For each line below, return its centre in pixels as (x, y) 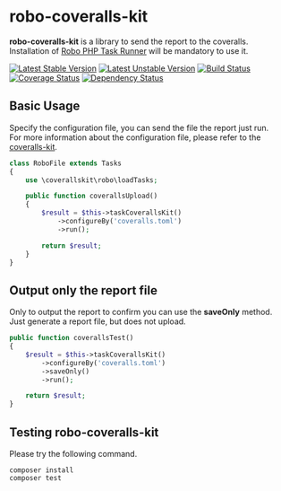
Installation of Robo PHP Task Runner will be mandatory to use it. (129, 50)
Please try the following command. (73, 454)
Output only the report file (84, 290)
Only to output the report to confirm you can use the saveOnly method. (141, 312)
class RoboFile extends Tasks (66, 163)
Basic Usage (45, 106)
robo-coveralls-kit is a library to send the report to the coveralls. (129, 41)
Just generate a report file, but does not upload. (98, 321)
